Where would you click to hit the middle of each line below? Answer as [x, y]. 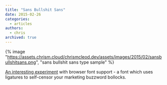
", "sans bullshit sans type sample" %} [75, 62]
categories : [17, 19]
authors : [14, 28]
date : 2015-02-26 [23, 14]
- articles [21, 24]
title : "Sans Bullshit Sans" [35, 10]
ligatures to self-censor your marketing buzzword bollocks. [66, 77]
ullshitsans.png [21, 62]
